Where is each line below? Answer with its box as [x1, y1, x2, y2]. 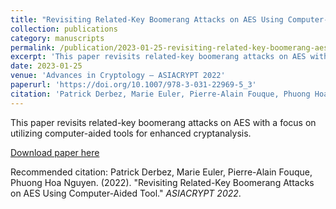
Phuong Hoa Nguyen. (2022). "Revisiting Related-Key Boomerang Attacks [10, 176, 315, 188]
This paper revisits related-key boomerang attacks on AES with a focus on [10, 116, 317, 128]
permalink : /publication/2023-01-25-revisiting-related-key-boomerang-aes [10, 42, 329, 53]
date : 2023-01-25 [10, 61, 83, 71]
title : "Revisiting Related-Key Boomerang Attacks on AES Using [10, 14, 284, 25]
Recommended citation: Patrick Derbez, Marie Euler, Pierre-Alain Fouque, [10, 166, 313, 178]
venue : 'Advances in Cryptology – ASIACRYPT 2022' [10, 71, 226, 81]
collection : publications [10, 24, 118, 34]
